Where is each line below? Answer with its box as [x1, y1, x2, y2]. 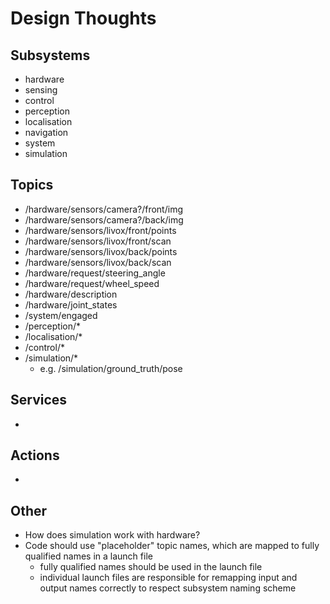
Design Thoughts [10, 7, 157, 30]
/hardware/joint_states [24, 298, 118, 311]
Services [10, 392, 68, 409]
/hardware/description [24, 288, 118, 300]
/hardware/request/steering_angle [24, 267, 166, 279]
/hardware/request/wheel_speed [24, 277, 160, 289]
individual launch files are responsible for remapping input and [39, 572, 298, 584]
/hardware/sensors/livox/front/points [24, 224, 177, 236]
